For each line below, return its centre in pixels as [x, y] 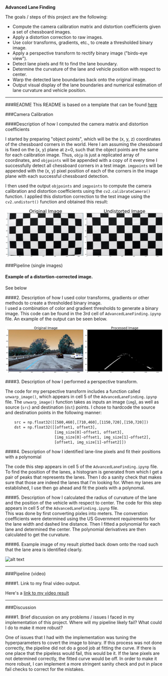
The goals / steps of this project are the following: [56, 17]
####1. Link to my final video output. [43, 584]
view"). [20, 58]
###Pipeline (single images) [34, 265]
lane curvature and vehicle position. [49, 90]
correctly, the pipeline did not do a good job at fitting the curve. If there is [81, 648]
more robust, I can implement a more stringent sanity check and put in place [84, 664]
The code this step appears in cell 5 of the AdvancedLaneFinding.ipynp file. [82, 467]
